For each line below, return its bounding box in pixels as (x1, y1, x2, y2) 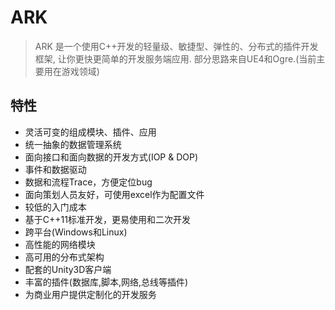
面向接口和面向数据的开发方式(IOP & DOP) (24, 151, 199, 163)
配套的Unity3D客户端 (24, 263, 112, 275)
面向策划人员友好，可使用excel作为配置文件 (24, 188, 205, 200)
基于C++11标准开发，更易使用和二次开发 (24, 213, 191, 225)
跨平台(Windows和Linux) (24, 226, 128, 238)
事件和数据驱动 (24, 163, 87, 175)
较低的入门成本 (24, 201, 87, 213)
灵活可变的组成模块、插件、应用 (24, 126, 157, 138)
